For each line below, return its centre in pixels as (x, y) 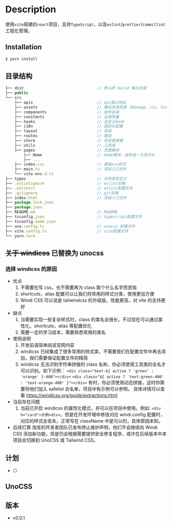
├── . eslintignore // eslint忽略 (65, 183)
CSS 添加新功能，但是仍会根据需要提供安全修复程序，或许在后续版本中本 (90, 434)
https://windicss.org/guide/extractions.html (72, 395)
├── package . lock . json (29, 203)
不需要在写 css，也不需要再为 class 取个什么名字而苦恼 (79, 287)
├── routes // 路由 (63, 136)
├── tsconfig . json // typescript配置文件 (74, 217)
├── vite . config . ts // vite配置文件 (67, 231)
